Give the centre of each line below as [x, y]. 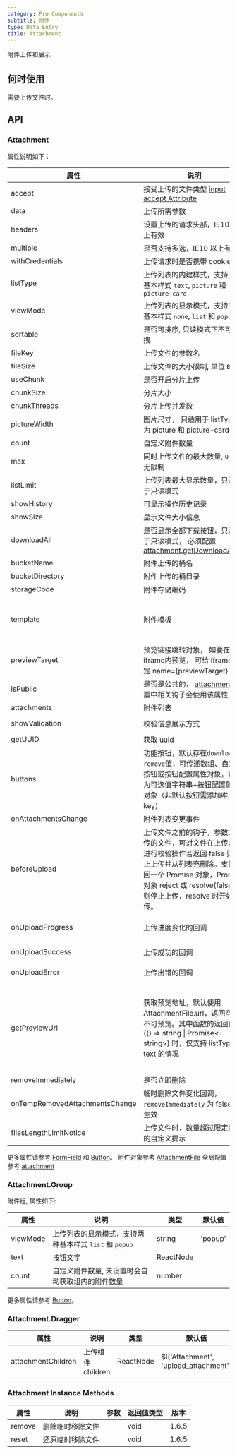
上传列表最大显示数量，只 [186, 480]
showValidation [36, 723]
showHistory [32, 503]
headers [25, 229]
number [169, 1276]
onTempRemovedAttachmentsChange [74, 1103]
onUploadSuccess [41, 951]
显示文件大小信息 [172, 517]
